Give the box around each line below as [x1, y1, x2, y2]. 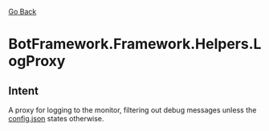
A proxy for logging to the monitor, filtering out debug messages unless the [8, 105, 257, 115]
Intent [8, 84, 39, 97]
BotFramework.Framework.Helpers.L [8, 35, 262, 53]
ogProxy [8, 52, 66, 71]
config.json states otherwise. [8, 114, 104, 123]
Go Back [8, 7, 37, 16]
